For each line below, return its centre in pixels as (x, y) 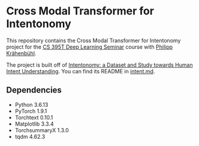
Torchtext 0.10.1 (34, 117)
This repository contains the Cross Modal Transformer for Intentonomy (94, 40)
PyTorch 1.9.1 (31, 111)
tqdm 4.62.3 (30, 136)
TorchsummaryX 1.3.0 (42, 130)
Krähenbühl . (21, 53)
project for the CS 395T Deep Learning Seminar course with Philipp (89, 47)
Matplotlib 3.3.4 (34, 124)
